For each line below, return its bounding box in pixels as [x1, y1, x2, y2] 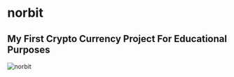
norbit [7, 5, 43, 21]
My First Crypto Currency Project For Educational [7, 33, 228, 45]
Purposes [7, 43, 50, 55]
